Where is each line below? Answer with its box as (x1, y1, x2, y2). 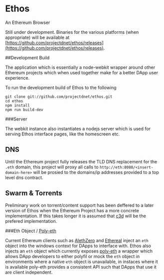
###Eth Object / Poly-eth (5, 228, 56, 234)
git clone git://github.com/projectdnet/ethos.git (5, 94, 113, 99)
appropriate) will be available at (5, 34, 70, 40)
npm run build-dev (5, 107, 43, 112)
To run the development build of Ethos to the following (5, 84, 117, 90)
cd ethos (5, 98, 23, 104)
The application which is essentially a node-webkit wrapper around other (5, 64, 156, 70)
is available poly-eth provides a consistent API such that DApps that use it (5, 264, 157, 270)
